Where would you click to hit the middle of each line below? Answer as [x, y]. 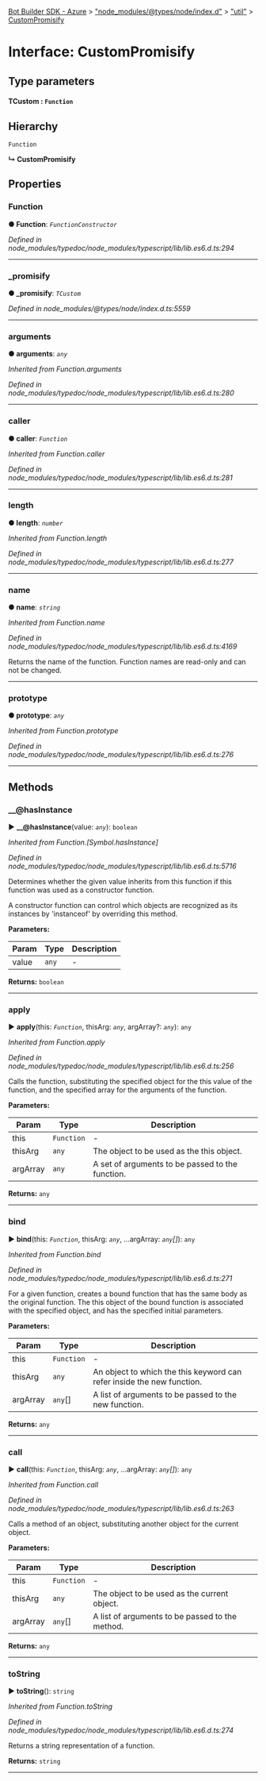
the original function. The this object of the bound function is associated [126, 1302]
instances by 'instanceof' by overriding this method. [93, 914]
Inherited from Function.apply [57, 1042]
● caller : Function [38, 438]
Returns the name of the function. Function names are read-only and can [127, 662]
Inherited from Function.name [57, 623]
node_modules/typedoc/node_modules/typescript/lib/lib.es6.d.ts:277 [121, 562]
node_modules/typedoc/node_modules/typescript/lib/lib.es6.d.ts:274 [121, 1730]
